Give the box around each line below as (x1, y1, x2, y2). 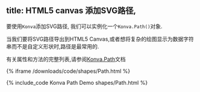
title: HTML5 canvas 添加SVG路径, (6, 5, 137, 16)
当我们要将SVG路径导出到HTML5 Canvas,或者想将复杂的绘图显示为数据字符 (6, 35, 195, 42)
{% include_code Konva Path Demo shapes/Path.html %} (6, 79, 148, 86)
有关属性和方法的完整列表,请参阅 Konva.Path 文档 (6, 56, 126, 63)
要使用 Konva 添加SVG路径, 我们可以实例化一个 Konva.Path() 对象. (6, 23, 163, 30)
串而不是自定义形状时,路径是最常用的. (6, 42, 99, 50)
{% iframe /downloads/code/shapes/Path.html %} (6, 68, 131, 75)
